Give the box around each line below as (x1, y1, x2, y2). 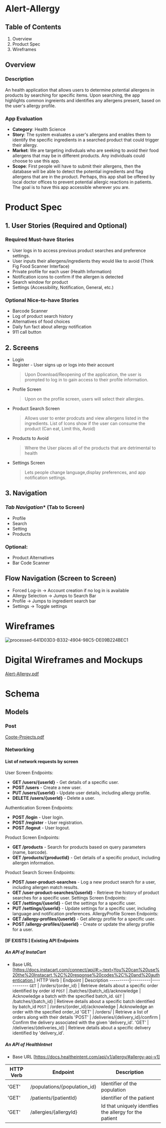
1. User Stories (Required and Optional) (5, 221, 127, 230)
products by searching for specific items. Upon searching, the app (5, 92, 140, 98)
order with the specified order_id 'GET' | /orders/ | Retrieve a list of (12, 1009, 148, 1015)
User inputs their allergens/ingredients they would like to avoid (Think (12, 258, 154, 264)
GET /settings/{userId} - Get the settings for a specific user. (12, 900, 136, 906)
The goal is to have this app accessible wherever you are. (12, 184, 130, 190)
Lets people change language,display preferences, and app (24, 469, 146, 475)
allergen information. (12, 860, 55, 866)
